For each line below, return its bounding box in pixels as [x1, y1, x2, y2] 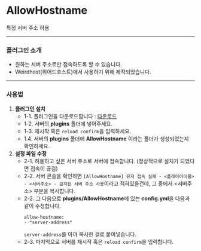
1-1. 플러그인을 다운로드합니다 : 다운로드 [23, 112, 117, 120]
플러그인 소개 [6, 46, 42, 54]
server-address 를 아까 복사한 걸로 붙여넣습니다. [23, 231, 136, 238]
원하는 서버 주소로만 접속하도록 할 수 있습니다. [14, 61, 123, 68]
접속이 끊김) [30, 165, 58, 172]
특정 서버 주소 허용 [6, 24, 50, 31]
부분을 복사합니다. [33, 187, 76, 194]
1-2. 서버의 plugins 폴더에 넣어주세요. [23, 120, 112, 127]
